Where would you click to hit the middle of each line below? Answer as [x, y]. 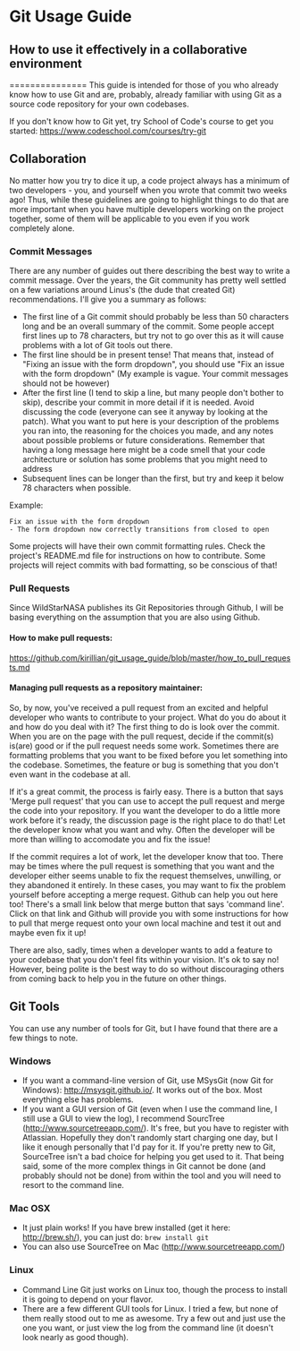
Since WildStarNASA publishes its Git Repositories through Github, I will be [146, 608]
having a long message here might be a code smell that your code [144, 450]
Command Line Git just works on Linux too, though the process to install [154, 1289]
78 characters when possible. [76, 488]
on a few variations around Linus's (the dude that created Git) [122, 290]
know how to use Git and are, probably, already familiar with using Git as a [146, 94]
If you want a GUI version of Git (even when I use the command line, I [150, 1108]
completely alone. [42, 228]
